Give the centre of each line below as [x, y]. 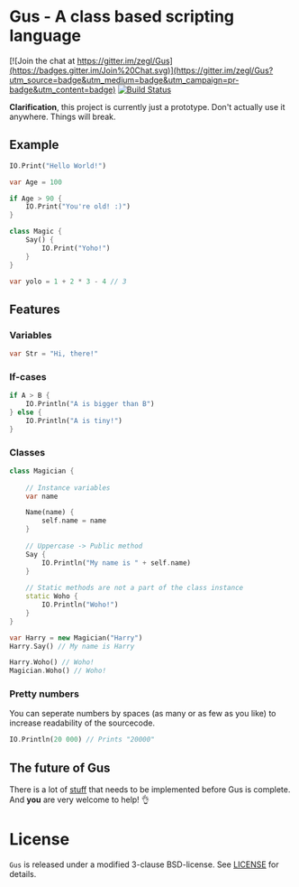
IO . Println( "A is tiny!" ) [74, 420]
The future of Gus [60, 767]
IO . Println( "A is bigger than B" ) [90, 404]
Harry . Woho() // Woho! [52, 662]
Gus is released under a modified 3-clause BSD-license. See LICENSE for [144, 864]
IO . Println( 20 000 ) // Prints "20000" [82, 740]
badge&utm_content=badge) [63, 89]
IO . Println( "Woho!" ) [80, 605]
